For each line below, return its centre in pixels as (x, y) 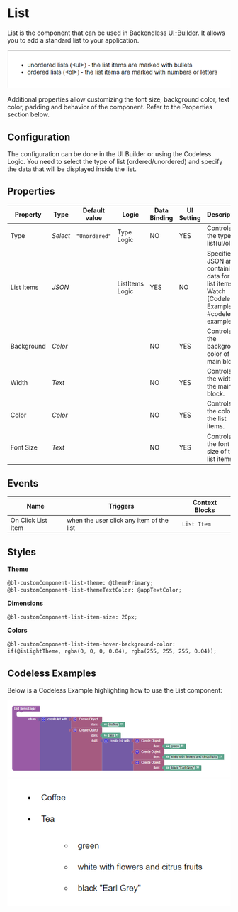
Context (205, 502)
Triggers (121, 506)
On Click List (29, 520)
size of (216, 451)
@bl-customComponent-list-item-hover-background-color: (91, 644)
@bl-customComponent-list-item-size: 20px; (73, 617)
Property (28, 214)
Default (93, 210)
